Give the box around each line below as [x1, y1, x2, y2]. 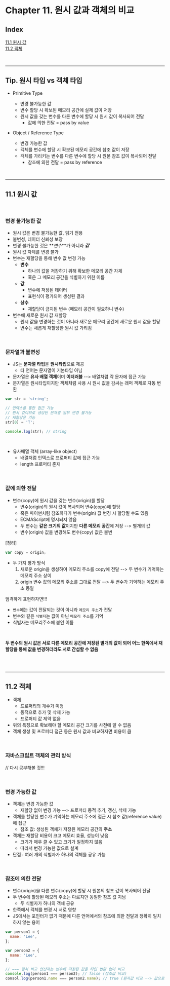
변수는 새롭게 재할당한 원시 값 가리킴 [20, 325, 92, 331]
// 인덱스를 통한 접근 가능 [5, 406, 54, 411]
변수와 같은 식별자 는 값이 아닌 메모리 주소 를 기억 [12, 613, 104, 619]
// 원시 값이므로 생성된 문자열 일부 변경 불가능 [5, 410, 92, 415]
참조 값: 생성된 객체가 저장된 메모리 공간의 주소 [20, 826, 112, 832]
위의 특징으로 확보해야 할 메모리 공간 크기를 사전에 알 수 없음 [12, 722, 132, 728]
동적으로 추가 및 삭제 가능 [20, 709, 71, 715]
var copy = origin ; [5, 550, 47, 555]
